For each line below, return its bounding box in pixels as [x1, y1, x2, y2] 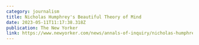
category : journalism [6, 8, 60, 15]
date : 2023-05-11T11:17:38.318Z [6, 19, 86, 25]
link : [6, 30, 20, 36]
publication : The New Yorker [6, 25, 78, 31]
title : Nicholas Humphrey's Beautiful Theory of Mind [6, 14, 142, 20]
